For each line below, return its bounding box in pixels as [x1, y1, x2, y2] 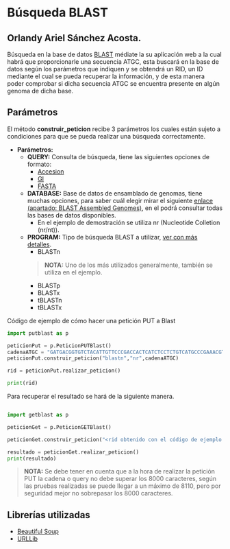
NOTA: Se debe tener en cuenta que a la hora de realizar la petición [23, 467, 216, 476]
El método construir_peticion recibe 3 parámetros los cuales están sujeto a [7, 125, 221, 133]
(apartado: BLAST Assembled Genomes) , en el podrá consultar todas [27, 204, 223, 212]
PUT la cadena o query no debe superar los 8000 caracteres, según [23, 475, 217, 483]
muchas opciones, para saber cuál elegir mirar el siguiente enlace [27, 196, 214, 205]
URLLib [16, 535, 38, 543]
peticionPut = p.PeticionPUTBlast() [7, 342, 112, 349]
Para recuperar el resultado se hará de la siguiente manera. [7, 393, 175, 401]
